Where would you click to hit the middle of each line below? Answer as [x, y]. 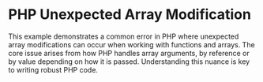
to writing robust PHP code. [53, 69]
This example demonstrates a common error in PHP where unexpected [124, 36]
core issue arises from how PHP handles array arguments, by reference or [129, 53]
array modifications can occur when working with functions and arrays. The [131, 44]
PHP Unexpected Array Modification [130, 15]
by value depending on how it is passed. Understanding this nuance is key [129, 61]
